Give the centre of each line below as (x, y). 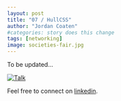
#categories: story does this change (61, 32)
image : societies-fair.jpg (45, 45)
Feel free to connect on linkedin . (52, 91)
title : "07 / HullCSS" (39, 20)
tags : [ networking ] (35, 39)
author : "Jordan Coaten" (42, 26)
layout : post (26, 13)
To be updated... (30, 64)
